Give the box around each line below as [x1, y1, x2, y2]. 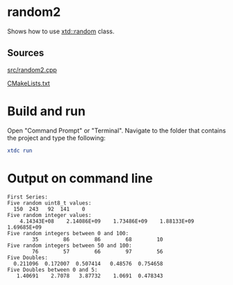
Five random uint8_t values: [7, 199, 92, 207]
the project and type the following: [7, 133, 106, 142]
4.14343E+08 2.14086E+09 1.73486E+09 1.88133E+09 [19, 218, 195, 225]
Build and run [7, 103, 86, 119]
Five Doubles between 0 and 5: [7, 266, 98, 273]
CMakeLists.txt [7, 79, 50, 87]
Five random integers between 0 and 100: [7, 230, 129, 236]
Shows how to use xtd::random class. [7, 27, 115, 35]
